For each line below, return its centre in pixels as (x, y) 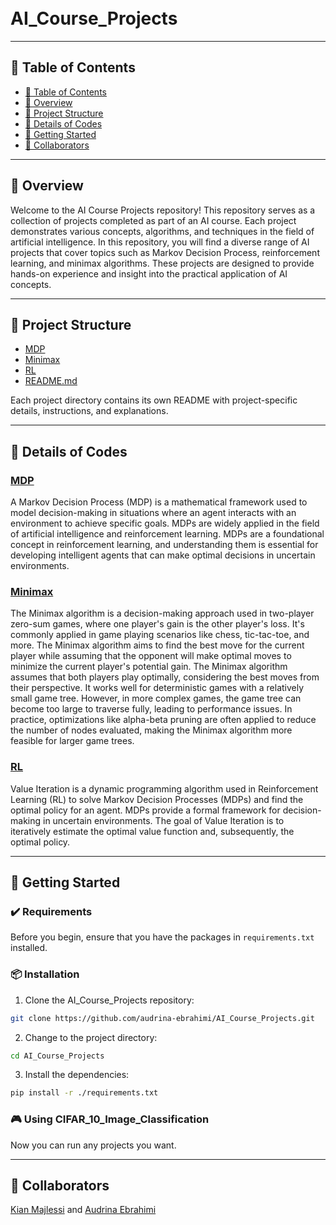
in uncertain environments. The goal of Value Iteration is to (163, 820)
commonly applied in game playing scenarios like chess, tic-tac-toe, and (160, 635)
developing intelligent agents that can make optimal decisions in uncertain (163, 555)
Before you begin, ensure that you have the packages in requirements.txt (162, 937)
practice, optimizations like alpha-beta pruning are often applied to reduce (163, 720)
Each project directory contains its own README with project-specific (154, 400)
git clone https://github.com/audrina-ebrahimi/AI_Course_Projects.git (162, 1018)
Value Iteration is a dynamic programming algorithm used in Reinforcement (164, 788)
